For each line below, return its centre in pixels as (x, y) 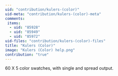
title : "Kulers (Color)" (30, 46)
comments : (15, 18)
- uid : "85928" (25, 28)
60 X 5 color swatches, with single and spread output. (59, 68)
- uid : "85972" (25, 37)
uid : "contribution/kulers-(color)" (42, 9)
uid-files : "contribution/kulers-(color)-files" (55, 41)
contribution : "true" (27, 54)
